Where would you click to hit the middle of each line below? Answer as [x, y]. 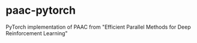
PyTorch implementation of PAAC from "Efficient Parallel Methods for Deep [98, 27]
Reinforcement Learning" [37, 33]
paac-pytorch [41, 10]
